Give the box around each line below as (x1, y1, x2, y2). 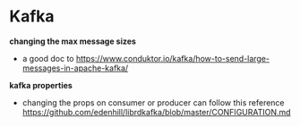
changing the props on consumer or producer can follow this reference (21, 97, 285, 108)
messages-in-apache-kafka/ (21, 63, 129, 73)
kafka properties (9, 80, 73, 90)
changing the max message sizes (9, 36, 137, 46)
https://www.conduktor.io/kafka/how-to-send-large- (75, 53, 270, 63)
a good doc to (21, 53, 74, 63)
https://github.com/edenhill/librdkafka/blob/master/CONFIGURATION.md (21, 106, 291, 117)
